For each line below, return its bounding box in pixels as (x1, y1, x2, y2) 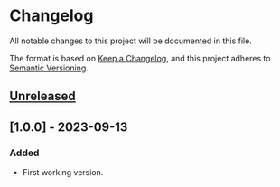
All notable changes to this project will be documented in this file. (9, 35, 253, 46)
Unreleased (9, 89, 77, 104)
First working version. (22, 167, 104, 178)
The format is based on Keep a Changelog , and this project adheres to (9, 52, 271, 63)
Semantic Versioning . (9, 62, 89, 73)
